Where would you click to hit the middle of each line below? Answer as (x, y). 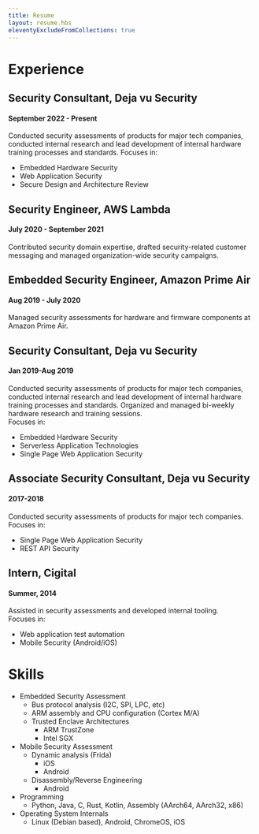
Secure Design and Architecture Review (84, 184)
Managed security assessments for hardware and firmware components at (129, 318)
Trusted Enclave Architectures (80, 721)
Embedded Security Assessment (72, 696)
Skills (26, 674)
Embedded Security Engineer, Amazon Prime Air (129, 280)
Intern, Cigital (42, 573)
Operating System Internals (64, 814)
